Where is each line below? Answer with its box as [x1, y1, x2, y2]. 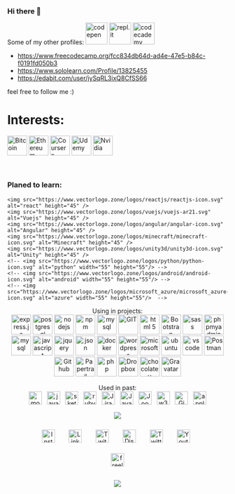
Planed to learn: [7, 180, 62, 190]
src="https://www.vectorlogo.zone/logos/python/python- [38, 258, 205, 265]
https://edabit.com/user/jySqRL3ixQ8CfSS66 [17, 74, 148, 83]
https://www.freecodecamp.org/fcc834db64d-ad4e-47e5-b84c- [17, 52, 206, 60]
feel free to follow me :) [7, 88, 75, 96]
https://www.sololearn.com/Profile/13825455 [17, 67, 148, 75]
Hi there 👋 [7, 6, 42, 16]
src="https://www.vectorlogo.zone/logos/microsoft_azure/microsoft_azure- [7, 288, 230, 295]
